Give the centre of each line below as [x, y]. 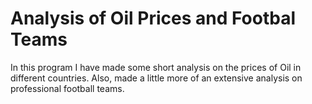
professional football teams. [67, 88]
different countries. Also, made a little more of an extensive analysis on [156, 78]
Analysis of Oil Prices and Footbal [153, 18]
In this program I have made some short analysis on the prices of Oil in [156, 67]
